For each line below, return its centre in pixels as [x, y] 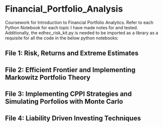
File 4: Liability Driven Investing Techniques [73, 118]
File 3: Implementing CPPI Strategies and [68, 94]
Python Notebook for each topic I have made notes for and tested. [71, 27]
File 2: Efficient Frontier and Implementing [70, 70]
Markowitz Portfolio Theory [48, 77]
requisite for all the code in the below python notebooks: [62, 38]
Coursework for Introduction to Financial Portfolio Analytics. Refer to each [79, 22]
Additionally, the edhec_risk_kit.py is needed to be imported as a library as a [82, 33]
